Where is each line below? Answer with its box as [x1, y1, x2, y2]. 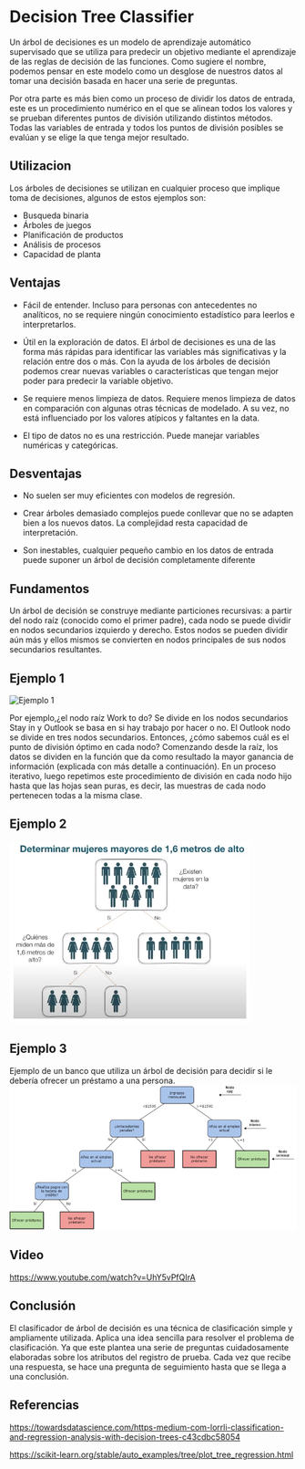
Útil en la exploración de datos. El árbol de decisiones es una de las [22, 336, 276, 348]
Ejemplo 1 [9, 671, 65, 686]
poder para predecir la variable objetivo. [22, 375, 174, 386]
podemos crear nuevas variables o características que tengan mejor [22, 365, 280, 376]
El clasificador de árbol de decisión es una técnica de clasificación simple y [9, 1322, 293, 1333]
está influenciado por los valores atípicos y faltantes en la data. [22, 412, 260, 423]
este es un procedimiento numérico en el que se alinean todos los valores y [9, 102, 293, 113]
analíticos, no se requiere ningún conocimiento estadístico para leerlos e [22, 308, 296, 320]
